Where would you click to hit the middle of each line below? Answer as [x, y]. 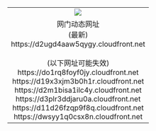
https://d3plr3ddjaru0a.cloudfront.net [78, 98]
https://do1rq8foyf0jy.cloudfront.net [78, 72]
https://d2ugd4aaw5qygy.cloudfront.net [78, 44]
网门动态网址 [78, 24]
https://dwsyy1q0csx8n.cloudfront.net [78, 116]
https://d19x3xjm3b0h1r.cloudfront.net [78, 81]
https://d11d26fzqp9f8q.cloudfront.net [78, 108]
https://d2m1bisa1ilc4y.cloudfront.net [78, 90]
